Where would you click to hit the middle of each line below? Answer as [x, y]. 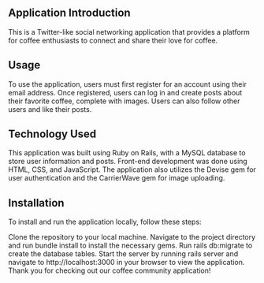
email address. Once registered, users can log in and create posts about [125, 92]
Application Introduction [70, 13]
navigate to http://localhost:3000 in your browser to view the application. [126, 263]
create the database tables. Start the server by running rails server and [123, 254]
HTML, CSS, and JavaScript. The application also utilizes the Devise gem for [132, 169]
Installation [36, 203]
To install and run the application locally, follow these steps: [105, 222]
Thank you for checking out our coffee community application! [110, 270]
